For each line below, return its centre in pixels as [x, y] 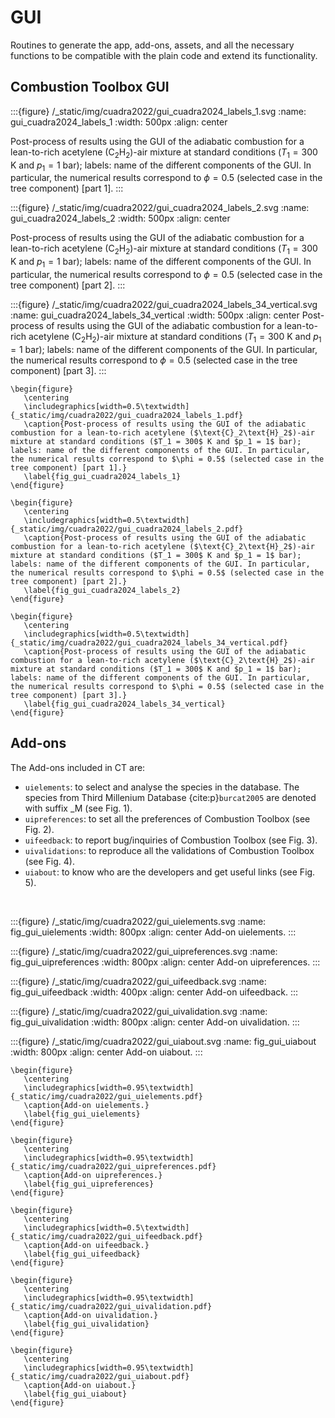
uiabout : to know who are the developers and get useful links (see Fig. [170, 872]
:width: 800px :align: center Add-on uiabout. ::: [106, 1052]
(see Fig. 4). [49, 861]
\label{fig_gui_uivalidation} [86, 1324]
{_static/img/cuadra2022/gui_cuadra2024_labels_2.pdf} [127, 529]
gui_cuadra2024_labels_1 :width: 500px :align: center [119, 122]
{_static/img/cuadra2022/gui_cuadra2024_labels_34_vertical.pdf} [149, 642]
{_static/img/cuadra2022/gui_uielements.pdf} [106, 1096]
